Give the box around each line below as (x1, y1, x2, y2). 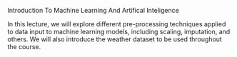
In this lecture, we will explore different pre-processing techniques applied (7, 20, 226, 28)
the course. (7, 43, 41, 51)
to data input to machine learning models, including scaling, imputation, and (7, 28, 231, 36)
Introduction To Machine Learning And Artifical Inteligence (7, 6, 180, 14)
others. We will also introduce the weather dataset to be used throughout (7, 35, 223, 43)
